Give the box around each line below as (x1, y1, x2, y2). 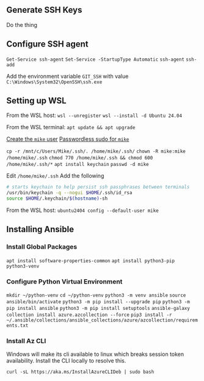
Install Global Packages (6, 243, 78, 251)
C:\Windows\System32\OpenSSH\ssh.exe (6, 79, 103, 85)
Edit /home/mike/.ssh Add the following (6, 172, 104, 179)
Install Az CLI (6, 336, 46, 345)
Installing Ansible (6, 224, 75, 235)
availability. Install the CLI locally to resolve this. (6, 357, 126, 364)
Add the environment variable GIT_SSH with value (6, 72, 129, 80)
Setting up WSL (6, 96, 67, 106)
